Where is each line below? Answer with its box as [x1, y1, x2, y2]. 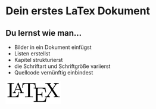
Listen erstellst [14, 50, 51, 57]
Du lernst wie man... [5, 28, 82, 38]
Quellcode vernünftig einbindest [14, 69, 93, 76]
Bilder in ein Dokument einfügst [14, 43, 92, 51]
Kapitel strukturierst [14, 57, 63, 63]
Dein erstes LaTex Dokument [5, 4, 150, 18]
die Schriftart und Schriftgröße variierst [14, 63, 111, 70]
